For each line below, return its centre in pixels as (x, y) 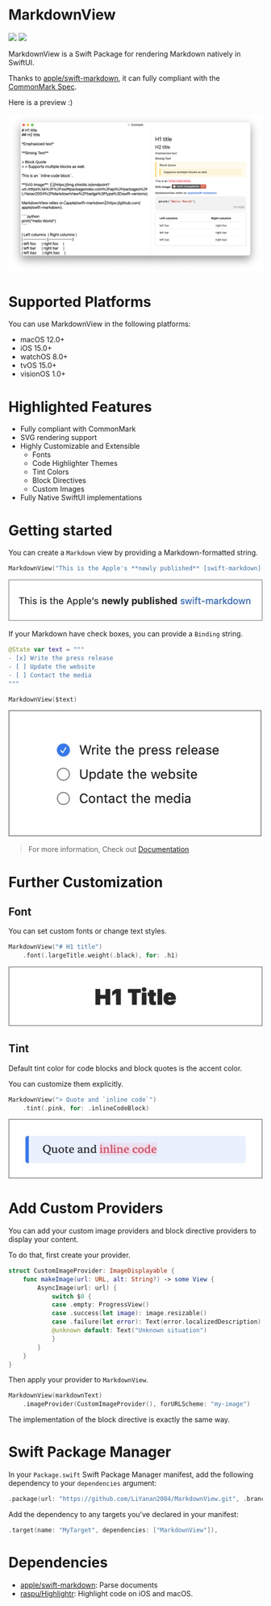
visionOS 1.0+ (43, 374)
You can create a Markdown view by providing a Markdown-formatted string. (133, 553)
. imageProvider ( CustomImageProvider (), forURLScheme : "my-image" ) (137, 1404)
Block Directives (59, 480)
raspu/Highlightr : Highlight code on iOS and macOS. (106, 1593)
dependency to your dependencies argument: (83, 1483)
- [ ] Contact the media (50, 675)
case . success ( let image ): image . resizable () (129, 1314)
